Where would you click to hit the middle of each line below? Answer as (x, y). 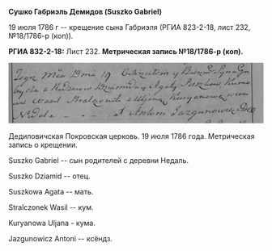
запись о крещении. (43, 145)
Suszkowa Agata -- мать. (51, 192)
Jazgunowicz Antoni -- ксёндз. (61, 238)
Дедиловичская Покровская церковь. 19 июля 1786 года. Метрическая (132, 136)
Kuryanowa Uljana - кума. (52, 223)
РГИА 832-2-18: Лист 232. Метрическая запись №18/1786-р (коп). (126, 51)
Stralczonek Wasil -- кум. (51, 207)
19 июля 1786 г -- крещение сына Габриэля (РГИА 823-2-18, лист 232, (130, 27)
